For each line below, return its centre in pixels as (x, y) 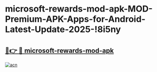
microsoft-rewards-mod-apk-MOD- (79, 9)
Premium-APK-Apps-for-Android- (75, 19)
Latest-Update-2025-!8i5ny (63, 29)
